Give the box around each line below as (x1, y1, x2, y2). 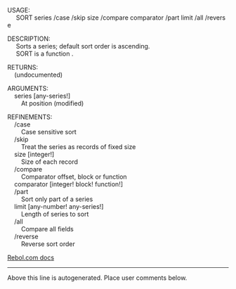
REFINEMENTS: (7, 113, 53, 121)
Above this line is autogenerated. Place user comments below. (7, 274, 188, 282)
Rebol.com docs (7, 253, 55, 262)
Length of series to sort (20, 210, 89, 218)
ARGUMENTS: (7, 84, 49, 92)
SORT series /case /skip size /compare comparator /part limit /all (15, 13, 204, 22)
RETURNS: (7, 63, 39, 71)
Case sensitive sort (20, 128, 77, 136)
